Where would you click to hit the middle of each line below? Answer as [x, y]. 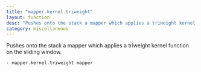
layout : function [28, 17]
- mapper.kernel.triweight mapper [50, 63]
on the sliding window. [34, 52]
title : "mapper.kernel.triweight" [50, 12]
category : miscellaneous [37, 28]
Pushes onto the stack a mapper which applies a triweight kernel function [97, 46]
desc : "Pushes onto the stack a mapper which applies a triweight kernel [101, 23]
